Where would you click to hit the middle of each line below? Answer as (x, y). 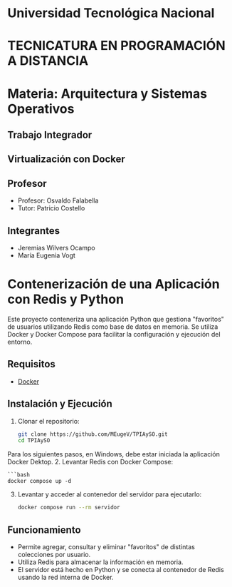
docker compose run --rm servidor (69, 508)
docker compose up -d (39, 481)
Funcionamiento (44, 530)
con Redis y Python (66, 299)
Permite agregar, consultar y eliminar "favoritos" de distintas (106, 546)
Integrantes (34, 231)
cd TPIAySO (34, 441)
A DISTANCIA (48, 61)
